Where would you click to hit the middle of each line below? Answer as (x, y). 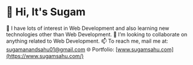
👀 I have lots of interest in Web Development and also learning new (88, 28)
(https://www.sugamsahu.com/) (45, 56)
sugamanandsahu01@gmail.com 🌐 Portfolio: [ (62, 49)
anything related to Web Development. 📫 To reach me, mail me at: (87, 41)
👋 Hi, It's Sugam (46, 12)
